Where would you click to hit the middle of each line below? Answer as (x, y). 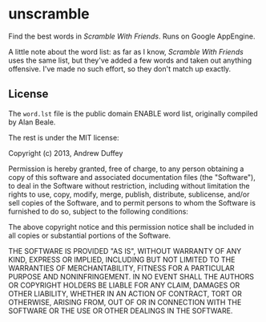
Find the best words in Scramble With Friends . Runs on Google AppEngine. (132, 36)
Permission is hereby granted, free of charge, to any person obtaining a (126, 169)
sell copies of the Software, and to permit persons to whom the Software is (132, 202)
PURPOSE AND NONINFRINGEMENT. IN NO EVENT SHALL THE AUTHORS (131, 276)
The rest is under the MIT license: (64, 137)
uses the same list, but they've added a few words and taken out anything (130, 60)
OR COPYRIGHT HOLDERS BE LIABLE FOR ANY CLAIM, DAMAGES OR (124, 285)
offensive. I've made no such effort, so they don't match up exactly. (120, 68)
